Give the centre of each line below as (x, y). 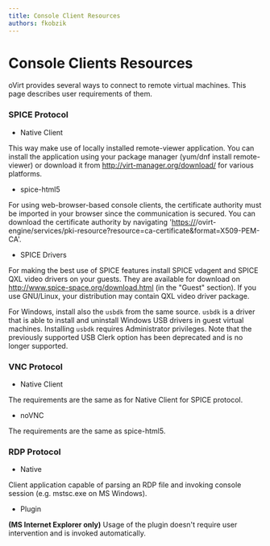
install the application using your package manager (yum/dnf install (120, 156)
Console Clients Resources (101, 63)
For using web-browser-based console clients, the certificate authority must (135, 205)
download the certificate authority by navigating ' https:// (102, 221)
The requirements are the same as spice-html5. (87, 431)
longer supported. (38, 345)
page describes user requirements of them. (81, 94)
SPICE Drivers (43, 254)
